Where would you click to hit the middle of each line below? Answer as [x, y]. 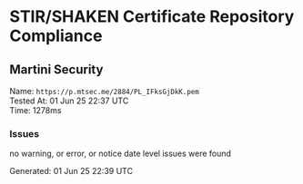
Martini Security [56, 69]
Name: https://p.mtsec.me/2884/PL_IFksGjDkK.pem [105, 91]
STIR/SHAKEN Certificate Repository [152, 17]
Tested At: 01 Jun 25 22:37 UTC [69, 101]
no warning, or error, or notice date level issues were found [121, 154]
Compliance [56, 36]
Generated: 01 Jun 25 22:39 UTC [71, 171]
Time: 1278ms [35, 110]
